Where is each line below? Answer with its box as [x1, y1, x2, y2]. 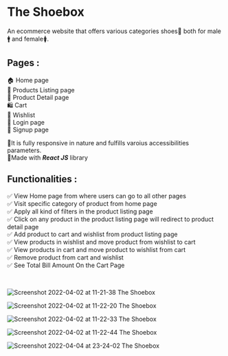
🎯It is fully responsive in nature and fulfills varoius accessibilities [7, 138, 190, 147]
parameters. [7, 146, 42, 154]
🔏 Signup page [7, 125, 49, 134]
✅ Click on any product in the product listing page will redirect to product [7, 215, 214, 223]
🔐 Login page [7, 118, 45, 126]
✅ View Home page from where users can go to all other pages [7, 191, 187, 200]
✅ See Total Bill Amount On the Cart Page [7, 261, 125, 269]
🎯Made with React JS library [7, 153, 88, 162]
